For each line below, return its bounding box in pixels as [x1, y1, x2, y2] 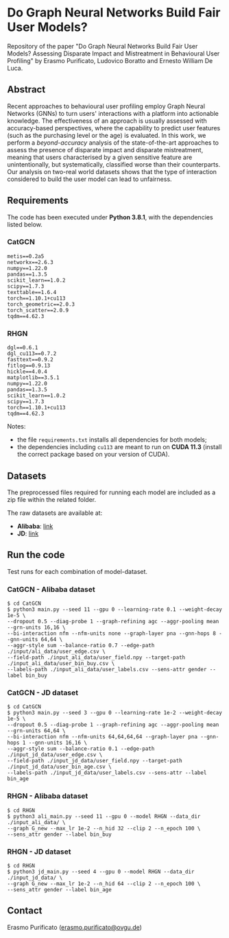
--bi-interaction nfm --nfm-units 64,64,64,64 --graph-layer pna [7, 734, 197, 741]
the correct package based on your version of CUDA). [16, 450, 170, 459]
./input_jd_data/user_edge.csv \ [7, 751, 103, 758]
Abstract [7, 84, 46, 95]
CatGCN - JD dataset [7, 688, 79, 697]
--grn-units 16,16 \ [7, 624, 67, 632]
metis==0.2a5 [7, 252, 45, 260]
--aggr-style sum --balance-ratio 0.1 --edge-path [7, 745, 155, 752]
